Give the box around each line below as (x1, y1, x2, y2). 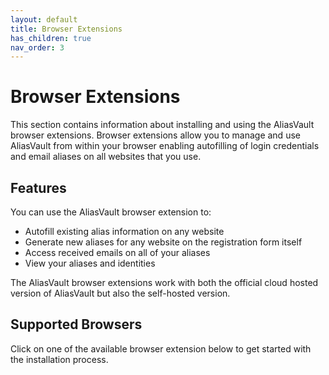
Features (10, 179, 67, 196)
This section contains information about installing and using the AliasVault (10, 119, 315, 131)
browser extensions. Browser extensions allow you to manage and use (10, 129, 301, 141)
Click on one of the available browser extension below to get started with (10, 342, 312, 355)
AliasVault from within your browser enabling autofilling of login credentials (10, 140, 320, 152)
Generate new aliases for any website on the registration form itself (24, 236, 303, 248)
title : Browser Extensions (10, 24, 123, 34)
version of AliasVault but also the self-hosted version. (10, 287, 231, 299)
